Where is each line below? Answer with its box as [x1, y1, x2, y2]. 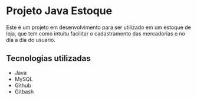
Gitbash [14, 88, 34, 95]
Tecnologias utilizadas [6, 53, 91, 63]
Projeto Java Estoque [6, 4, 113, 18]
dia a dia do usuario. [6, 36, 56, 43]
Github [14, 82, 31, 89]
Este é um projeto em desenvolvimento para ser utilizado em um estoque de [6, 24, 191, 31]
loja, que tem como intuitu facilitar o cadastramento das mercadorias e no [6, 30, 186, 37]
